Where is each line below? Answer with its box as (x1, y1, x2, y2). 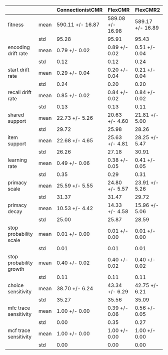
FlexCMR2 (134, 7, 160, 13)
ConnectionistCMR (56, 7, 103, 13)
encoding (7, 44, 30, 51)
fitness (7, 21, 24, 28)
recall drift (7, 89, 31, 96)
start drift (7, 66, 30, 73)
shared (7, 111, 24, 118)
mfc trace (7, 304, 30, 311)
